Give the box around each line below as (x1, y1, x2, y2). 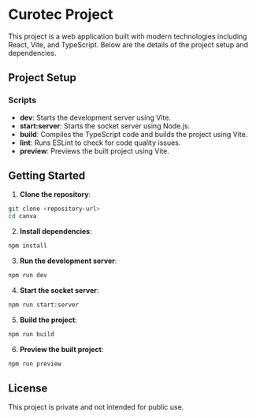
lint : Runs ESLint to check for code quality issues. (19, 138, 181, 147)
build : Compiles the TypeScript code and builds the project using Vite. (19, 129, 248, 139)
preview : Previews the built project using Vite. (19, 146, 170, 155)
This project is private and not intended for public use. (8, 402, 184, 412)
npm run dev (8, 272, 47, 280)
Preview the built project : (19, 344, 104, 354)
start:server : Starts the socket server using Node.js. (19, 121, 191, 131)
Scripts (8, 95, 37, 106)
